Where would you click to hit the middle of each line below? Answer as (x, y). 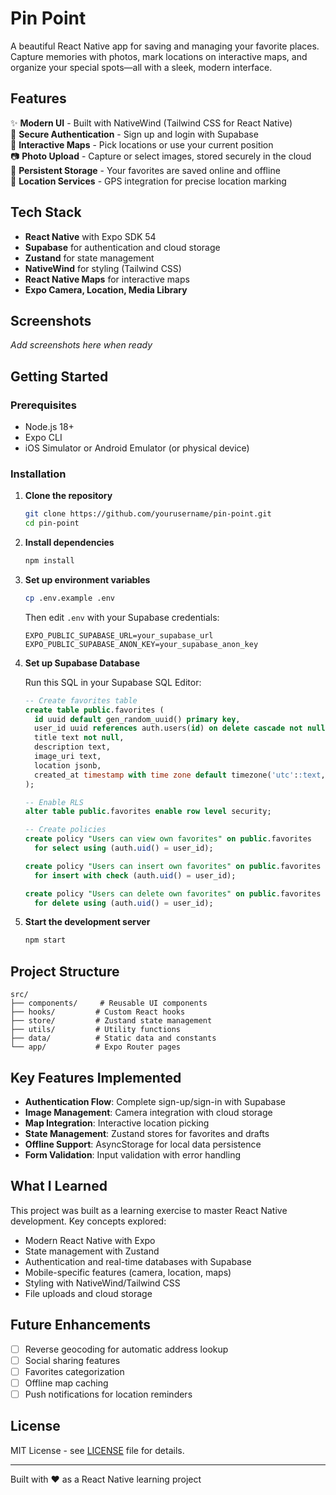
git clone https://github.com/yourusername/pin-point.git (148, 514)
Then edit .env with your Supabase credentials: (122, 617)
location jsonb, (68, 765)
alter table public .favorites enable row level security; (148, 812)
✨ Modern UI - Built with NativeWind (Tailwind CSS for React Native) (151, 123)
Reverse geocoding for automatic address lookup (126, 1349)
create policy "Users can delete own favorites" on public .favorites (173, 893)
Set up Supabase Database (82, 663)
